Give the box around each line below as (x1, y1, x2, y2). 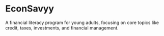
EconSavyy (5, 3, 54, 14)
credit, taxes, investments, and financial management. (5, 24, 119, 30)
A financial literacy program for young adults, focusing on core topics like (5, 19, 159, 25)
